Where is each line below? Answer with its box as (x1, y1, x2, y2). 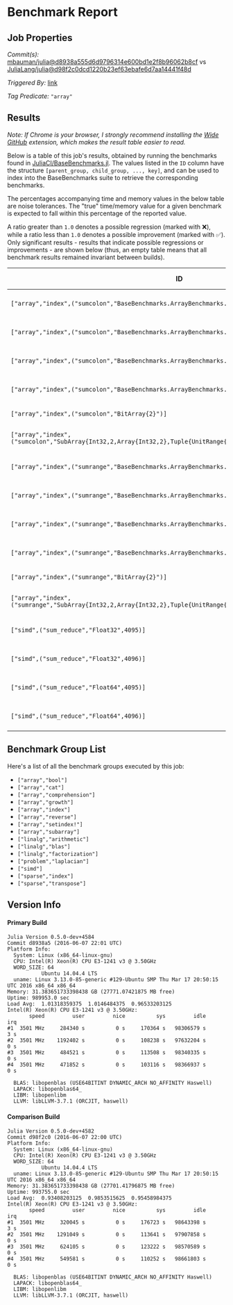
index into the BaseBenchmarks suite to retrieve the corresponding (7, 173, 199, 181)
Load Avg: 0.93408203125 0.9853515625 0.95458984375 (7, 1195, 172, 1202)
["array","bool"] (17, 776, 68, 784)
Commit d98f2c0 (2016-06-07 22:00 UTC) (7, 1134, 123, 1141)
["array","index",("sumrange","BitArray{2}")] (10, 573, 168, 581)
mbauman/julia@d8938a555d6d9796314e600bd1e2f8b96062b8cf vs (7, 58, 207, 66)
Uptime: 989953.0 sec (7, 994, 70, 1001)
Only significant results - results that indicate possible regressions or (7, 238, 204, 247)
